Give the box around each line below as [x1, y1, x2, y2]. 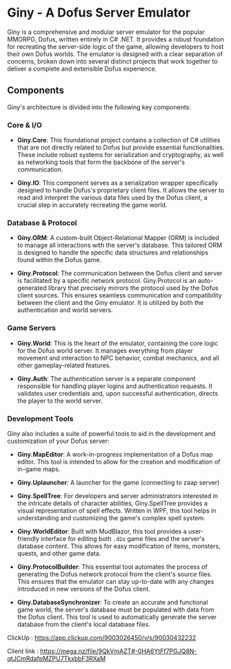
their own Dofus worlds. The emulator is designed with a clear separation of [7, 50, 223, 58]
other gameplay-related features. [17, 361, 112, 369]
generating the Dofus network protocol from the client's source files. [17, 569, 212, 578]
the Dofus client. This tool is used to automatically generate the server [17, 612, 217, 621]
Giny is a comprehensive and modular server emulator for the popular [7, 28, 205, 36]
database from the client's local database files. [17, 620, 150, 628]
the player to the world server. [17, 396, 103, 405]
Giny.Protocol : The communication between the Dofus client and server [17, 269, 223, 277]
